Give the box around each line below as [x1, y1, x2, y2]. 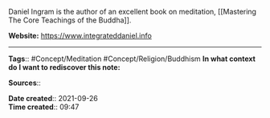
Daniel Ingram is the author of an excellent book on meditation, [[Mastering [8, 7, 257, 16]
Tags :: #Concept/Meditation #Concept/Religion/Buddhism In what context [8, 54, 256, 63]
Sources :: [8, 78, 42, 87]
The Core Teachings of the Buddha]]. [8, 15, 132, 25]
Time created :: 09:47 [8, 102, 80, 112]
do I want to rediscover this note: [8, 63, 121, 71]
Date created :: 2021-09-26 [8, 94, 98, 103]
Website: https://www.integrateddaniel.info [8, 31, 153, 40]
